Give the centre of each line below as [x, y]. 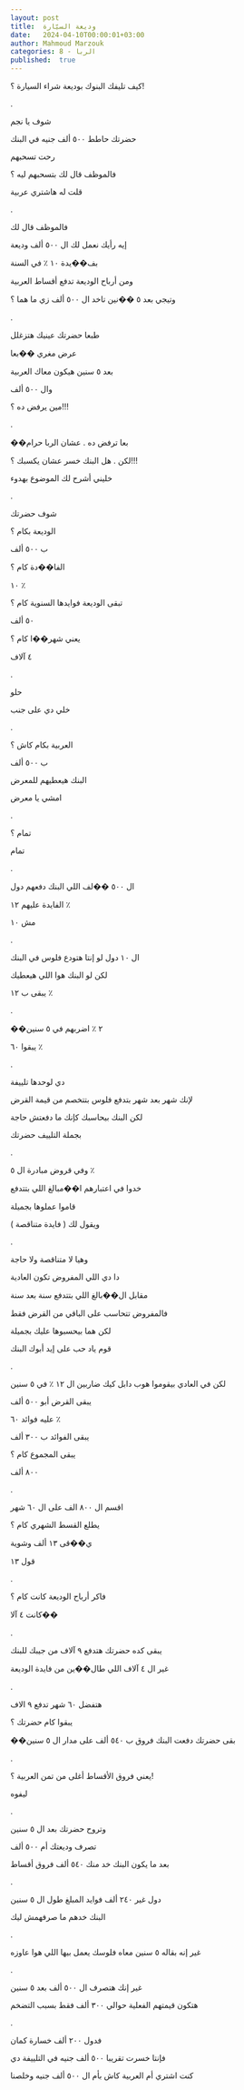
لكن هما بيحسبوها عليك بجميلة [61, 1331]
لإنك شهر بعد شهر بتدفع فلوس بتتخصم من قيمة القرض [102, 1100]
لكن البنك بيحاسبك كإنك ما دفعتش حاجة [77, 1117]
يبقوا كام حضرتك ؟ [42, 1722]
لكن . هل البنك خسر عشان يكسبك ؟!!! [74, 461]
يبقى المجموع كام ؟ [43, 1454]
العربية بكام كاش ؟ [42, 745]
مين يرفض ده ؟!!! [39, 407]
